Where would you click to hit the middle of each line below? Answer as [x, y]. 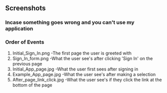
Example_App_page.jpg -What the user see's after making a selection [84, 74]
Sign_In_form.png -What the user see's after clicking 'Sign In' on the [83, 58]
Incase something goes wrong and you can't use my [70, 22]
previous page [27, 63]
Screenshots [25, 8]
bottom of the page [32, 85]
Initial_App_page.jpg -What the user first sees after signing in [75, 69]
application [19, 28]
